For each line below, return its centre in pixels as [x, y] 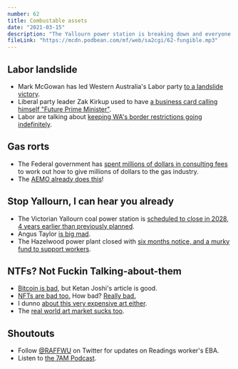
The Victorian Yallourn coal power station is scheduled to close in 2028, [123, 219]
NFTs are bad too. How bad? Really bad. [77, 296]
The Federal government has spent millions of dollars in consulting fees [123, 164]
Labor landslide [42, 69]
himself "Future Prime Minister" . [64, 109]
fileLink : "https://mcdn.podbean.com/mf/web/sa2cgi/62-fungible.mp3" [113, 41]
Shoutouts [31, 333]
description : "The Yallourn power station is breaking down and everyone [119, 34]
